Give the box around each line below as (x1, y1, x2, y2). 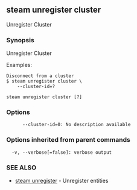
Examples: (6, 62, 32, 69)
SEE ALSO (6, 163, 37, 171)
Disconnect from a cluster (6, 73, 74, 79)
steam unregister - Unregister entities (14, 177, 109, 184)
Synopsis (6, 36, 34, 44)
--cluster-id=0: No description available (22, 122, 131, 128)
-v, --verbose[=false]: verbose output (11, 149, 112, 156)
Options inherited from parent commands (6, 136, 131, 144)
